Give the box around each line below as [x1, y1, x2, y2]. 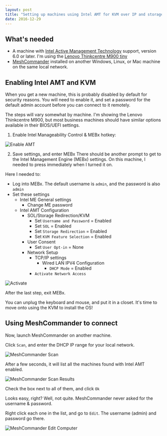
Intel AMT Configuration [19, 207, 69, 213]
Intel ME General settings [19, 197, 72, 203]
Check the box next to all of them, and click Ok [5, 385, 100, 391]
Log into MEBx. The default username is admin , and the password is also [12, 181, 161, 187]
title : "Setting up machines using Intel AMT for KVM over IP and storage [5, 12, 164, 17]
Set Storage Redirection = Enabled [34, 228, 107, 234]
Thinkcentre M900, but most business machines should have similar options [5, 117, 162, 123]
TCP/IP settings [34, 255, 67, 261]
